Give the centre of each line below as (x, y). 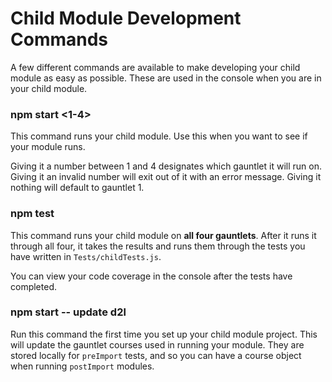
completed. (33, 286)
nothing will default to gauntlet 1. (77, 188)
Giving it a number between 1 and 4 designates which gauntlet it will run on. (166, 166)
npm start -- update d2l (68, 312)
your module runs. (48, 147)
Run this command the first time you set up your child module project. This (164, 334)
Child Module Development (126, 18)
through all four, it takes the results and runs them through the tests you (158, 246)
